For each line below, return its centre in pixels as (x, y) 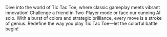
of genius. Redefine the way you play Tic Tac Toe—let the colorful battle (81, 23)
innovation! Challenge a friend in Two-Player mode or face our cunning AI (83, 13)
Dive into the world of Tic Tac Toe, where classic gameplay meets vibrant (83, 7)
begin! (12, 29)
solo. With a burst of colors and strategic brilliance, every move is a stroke (84, 18)
